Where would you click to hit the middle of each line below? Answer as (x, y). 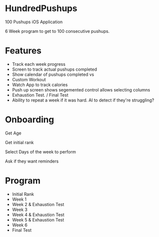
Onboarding (30, 120)
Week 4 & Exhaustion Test (38, 215)
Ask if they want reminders (32, 161)
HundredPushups (41, 8)
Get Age (13, 133)
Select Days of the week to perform (40, 152)
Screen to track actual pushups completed (55, 69)
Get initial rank (19, 142)
